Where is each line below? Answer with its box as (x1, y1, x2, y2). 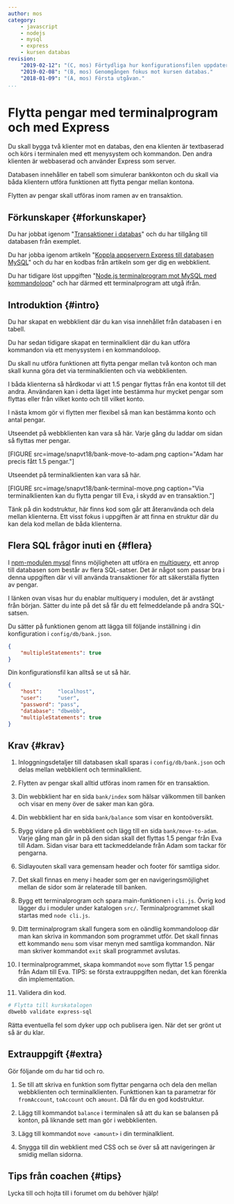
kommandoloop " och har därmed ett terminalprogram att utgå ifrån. (8, 279, 201, 287)
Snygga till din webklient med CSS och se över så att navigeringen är (17, 1143, 216, 1151)
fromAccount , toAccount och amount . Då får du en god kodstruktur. (17, 1095, 204, 1103)
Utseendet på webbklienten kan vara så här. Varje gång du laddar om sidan (8, 428, 223, 437)
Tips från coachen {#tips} (8, 1171, 122, 1182)
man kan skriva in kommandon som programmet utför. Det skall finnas (17, 932, 219, 941)
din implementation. (17, 975, 75, 983)
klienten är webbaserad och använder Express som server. (8, 157, 176, 165)
